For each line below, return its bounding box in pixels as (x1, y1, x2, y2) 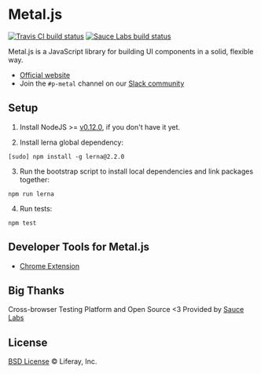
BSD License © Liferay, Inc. (8, 357, 97, 366)
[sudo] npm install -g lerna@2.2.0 (8, 152, 125, 160)
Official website (19, 70, 71, 79)
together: (19, 174, 50, 184)
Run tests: (19, 203, 53, 213)
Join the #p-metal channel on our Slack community (19, 79, 185, 88)
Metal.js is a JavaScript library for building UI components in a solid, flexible (8, 46, 254, 56)
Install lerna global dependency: (19, 137, 124, 147)
